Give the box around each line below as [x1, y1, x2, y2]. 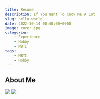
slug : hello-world [5, 16, 43, 21]
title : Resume [5, 7, 34, 12]
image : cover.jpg [5, 26, 41, 31]
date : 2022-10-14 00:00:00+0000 [5, 21, 71, 26]
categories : [5, 30, 29, 35]
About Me [5, 76, 36, 84]
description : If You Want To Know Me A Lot [5, 12, 96, 17]
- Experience [14, 35, 41, 40]
